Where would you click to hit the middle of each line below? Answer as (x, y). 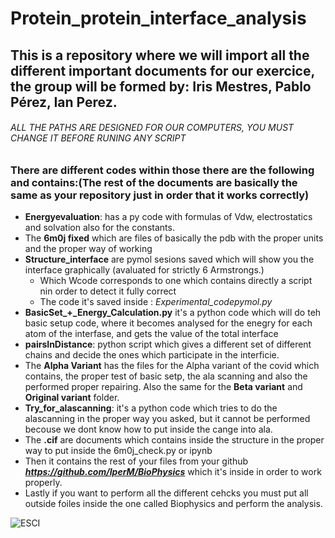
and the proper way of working (88, 249)
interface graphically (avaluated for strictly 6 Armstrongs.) (144, 270)
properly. (43, 483)
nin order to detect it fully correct (108, 291)
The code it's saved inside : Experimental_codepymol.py (156, 302)
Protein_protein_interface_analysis (158, 18)
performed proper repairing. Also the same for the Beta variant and (163, 387)
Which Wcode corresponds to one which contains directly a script (176, 281)
